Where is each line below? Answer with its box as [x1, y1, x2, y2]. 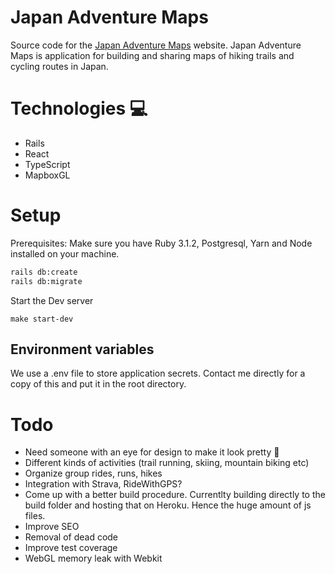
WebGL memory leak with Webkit [24, 552, 163, 565]
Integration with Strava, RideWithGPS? [24, 478, 183, 490]
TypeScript [24, 158, 71, 170]
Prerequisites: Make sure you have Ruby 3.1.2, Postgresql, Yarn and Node [10, 237, 313, 249]
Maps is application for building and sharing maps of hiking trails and [10, 49, 295, 61]
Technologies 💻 [10, 97, 148, 120]
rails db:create [10, 267, 78, 277]
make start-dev [10, 314, 74, 324]
